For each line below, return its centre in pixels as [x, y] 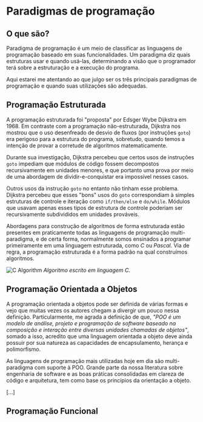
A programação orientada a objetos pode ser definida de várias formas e [97, 304]
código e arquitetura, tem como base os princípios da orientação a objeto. [99, 380]
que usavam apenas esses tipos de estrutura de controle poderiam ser [95, 207]
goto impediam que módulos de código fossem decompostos [83, 164]
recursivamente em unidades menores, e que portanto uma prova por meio [100, 170]
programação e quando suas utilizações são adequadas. [77, 86]
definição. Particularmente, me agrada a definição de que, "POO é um [94, 317]
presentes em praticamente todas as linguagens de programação [88, 232]
